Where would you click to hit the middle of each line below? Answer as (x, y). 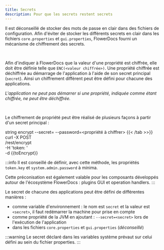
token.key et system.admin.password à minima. (51, 168)
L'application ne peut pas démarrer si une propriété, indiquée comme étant (81, 93)
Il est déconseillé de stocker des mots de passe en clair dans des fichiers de (82, 28)
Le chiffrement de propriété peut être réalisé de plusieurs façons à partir (78, 117)
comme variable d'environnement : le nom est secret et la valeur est (81, 206)
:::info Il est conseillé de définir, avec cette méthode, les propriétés (72, 162)
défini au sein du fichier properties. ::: (43, 242)
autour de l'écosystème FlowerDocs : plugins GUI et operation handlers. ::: (80, 182)
